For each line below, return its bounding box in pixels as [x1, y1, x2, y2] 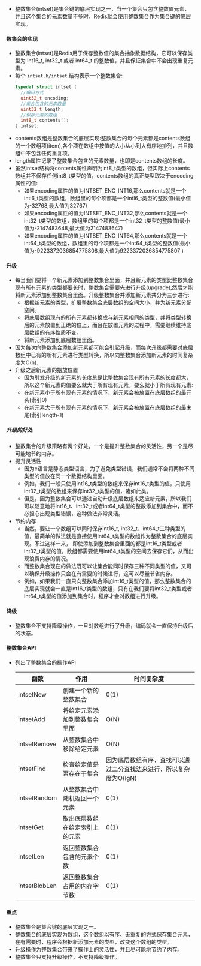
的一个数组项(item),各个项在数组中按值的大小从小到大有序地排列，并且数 [14, 142, 194, 149]
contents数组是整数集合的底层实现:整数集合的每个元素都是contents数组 [14, 134, 191, 142]
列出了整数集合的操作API [14, 659, 77, 666]
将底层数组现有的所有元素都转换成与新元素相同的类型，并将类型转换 [23, 314, 192, 321]
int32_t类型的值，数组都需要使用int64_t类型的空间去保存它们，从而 [23, 548, 188, 555]
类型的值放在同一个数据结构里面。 [23, 473, 108, 480]
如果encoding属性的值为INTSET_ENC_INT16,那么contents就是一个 [23, 187, 187, 194]
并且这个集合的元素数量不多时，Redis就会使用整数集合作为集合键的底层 [14, 13, 191, 20]
